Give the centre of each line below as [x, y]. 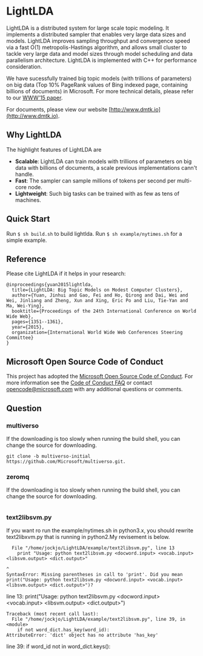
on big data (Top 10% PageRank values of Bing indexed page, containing [97, 85]
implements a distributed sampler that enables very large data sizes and [96, 34]
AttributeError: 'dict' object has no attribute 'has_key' [82, 635]
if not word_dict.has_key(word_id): [64, 630]
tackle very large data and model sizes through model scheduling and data [99, 53]
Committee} [20, 338]
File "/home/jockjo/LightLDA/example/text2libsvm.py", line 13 [93, 548]
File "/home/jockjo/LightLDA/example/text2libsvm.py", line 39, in [99, 620]
